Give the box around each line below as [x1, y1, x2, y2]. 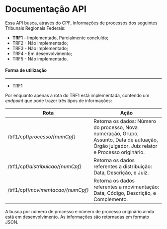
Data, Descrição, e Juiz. [93, 170, 149, 176]
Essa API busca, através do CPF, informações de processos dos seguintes [5, 20, 158, 26]
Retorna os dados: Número [93, 118, 157, 125]
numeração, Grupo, [93, 130, 139, 137]
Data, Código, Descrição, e [93, 190, 157, 197]
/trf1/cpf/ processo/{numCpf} [7, 133, 76, 140]
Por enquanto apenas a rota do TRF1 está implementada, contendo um [5, 93, 150, 99]
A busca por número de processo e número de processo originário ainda [5, 209, 155, 215]
